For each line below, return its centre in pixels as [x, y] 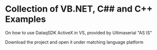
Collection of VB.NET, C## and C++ [79, 9]
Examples [26, 19]
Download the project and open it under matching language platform [74, 42]
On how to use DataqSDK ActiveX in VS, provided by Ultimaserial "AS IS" [78, 33]
